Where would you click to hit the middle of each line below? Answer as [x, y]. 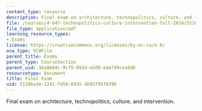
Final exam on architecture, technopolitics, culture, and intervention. [91, 101]
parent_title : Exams [32, 56]
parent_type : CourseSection [41, 62]
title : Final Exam [29, 79]
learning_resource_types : [38, 34]
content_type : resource [36, 12]
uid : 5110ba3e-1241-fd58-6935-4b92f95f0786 [62, 85]
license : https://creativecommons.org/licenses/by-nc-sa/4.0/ [86, 46]
